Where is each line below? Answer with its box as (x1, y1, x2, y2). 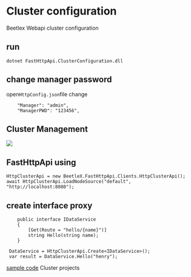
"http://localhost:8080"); (6, 184, 75, 190)
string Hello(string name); (28, 232, 99, 238)
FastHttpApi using (6, 157, 76, 167)
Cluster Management (6, 124, 88, 134)
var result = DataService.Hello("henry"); (8, 253, 118, 259)
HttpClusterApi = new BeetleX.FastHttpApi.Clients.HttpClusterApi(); (6, 173, 186, 179)
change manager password (6, 75, 112, 85)
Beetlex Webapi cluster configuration (6, 24, 99, 32)
